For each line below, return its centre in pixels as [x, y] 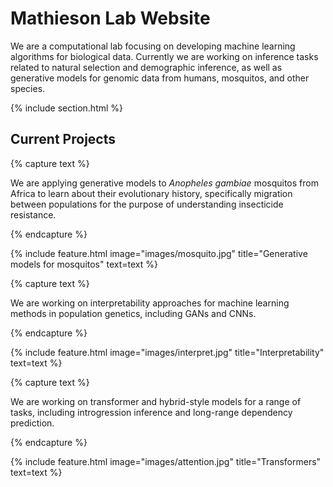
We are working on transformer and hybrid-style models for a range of [156, 401]
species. [28, 88]
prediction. [32, 423]
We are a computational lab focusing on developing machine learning [153, 46]
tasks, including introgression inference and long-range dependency [151, 412]
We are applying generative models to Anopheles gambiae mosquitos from [164, 183]
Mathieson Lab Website [110, 18]
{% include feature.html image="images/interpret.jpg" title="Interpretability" [167, 352]
